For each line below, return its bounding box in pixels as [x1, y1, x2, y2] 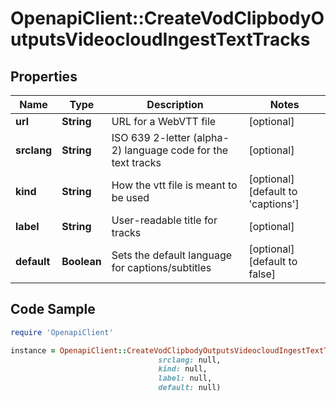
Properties [10, 68, 78, 85]
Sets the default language [111, 248, 233, 262]
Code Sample [10, 301, 96, 318]
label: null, [158, 373, 213, 384]
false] [248, 267, 277, 281]
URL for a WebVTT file [111, 115, 217, 128]
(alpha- [193, 131, 230, 144]
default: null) [158, 383, 222, 393]
